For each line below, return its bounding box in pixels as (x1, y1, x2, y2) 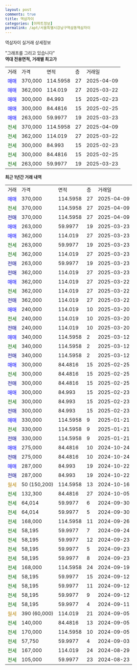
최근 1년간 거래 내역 (5, 174, 42, 180)
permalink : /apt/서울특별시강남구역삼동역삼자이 (5, 26, 91, 30)
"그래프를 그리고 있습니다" (5, 50, 55, 56)
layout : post (5, 7, 32, 12)
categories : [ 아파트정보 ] (5, 21, 53, 26)
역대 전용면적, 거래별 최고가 (5, 56, 57, 62)
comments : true (5, 12, 36, 17)
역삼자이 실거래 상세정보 (5, 40, 51, 46)
